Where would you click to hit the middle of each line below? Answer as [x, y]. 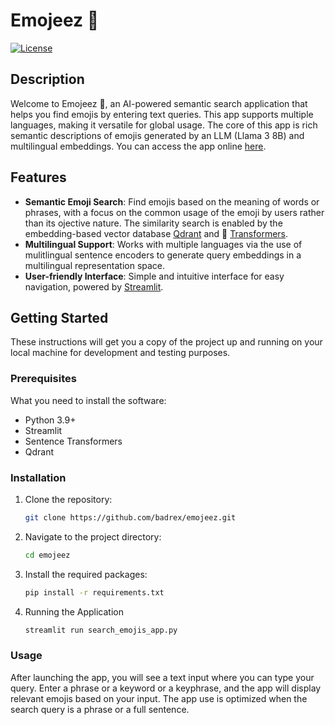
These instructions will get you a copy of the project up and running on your [166, 342]
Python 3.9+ [50, 420]
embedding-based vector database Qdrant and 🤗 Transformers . [156, 233]
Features [38, 177]
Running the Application [74, 611]
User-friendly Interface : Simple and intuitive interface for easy [154, 276]
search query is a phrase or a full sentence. [100, 709]
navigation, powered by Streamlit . [94, 286]
